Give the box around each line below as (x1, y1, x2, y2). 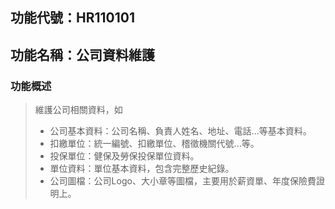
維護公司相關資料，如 (34, 104, 123, 116)
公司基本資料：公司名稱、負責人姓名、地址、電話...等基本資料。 (49, 125, 312, 137)
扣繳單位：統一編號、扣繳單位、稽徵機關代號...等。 (49, 138, 260, 150)
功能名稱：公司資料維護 (10, 46, 155, 63)
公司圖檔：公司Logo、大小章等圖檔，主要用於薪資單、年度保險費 (49, 175, 317, 187)
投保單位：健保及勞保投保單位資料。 (49, 150, 200, 162)
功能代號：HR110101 (10, 9, 136, 27)
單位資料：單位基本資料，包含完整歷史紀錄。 (49, 163, 235, 175)
